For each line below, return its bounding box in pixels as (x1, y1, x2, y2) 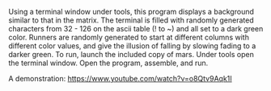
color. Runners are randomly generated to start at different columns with (8, 32, 249, 42)
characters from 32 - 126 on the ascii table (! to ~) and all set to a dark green (8, 24, 264, 33)
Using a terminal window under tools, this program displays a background (8, 7, 255, 16)
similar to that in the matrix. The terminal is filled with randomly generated (8, 15, 254, 25)
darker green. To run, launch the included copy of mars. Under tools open (8, 50, 255, 59)
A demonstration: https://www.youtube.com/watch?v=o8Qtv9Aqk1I (8, 74, 232, 83)
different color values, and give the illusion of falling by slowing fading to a (8, 41, 256, 51)
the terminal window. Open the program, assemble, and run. (8, 58, 209, 68)
